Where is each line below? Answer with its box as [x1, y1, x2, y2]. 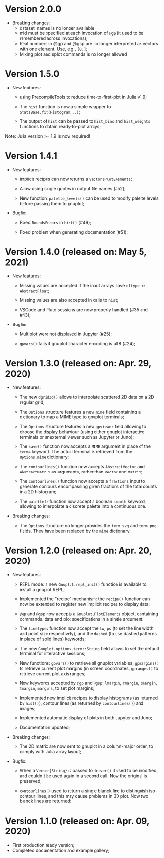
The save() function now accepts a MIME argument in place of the [19, 444, 151, 449]
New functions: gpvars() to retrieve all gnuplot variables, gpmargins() [19, 660, 159, 666]
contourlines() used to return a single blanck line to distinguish [19, 788, 148, 794]
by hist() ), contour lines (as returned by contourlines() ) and [19, 700, 144, 706]
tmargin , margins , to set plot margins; [19, 685, 94, 691]
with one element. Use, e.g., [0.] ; [19, 46, 88, 52]
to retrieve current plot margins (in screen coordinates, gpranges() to [19, 665, 158, 671]
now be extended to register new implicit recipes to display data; [19, 601, 150, 607]
